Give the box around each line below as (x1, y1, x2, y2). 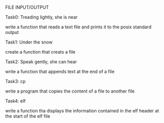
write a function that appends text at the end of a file (5, 68, 115, 74)
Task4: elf (5, 98, 26, 104)
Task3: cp (5, 78, 26, 84)
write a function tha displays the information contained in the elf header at (5, 108, 159, 113)
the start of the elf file (5, 113, 50, 119)
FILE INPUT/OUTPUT (5, 5, 49, 10)
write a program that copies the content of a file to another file (5, 88, 135, 94)
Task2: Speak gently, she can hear (5, 59, 77, 65)
